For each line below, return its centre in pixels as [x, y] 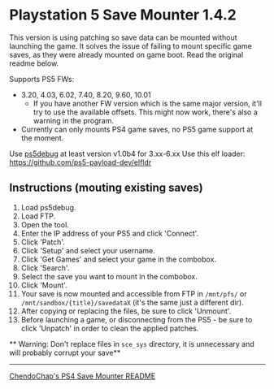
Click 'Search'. [45, 268]
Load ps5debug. [48, 207]
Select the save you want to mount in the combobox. [109, 276]
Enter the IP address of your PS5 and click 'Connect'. [110, 233]
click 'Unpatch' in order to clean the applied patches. [110, 328]
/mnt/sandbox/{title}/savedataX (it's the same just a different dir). [132, 302]
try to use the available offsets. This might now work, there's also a [146, 112]
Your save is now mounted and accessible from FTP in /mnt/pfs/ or [134, 293]
